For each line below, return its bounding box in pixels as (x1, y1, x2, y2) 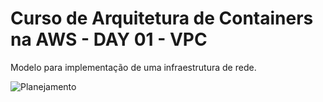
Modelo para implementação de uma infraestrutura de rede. (10, 61, 257, 73)
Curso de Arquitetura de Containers (10, 7, 314, 30)
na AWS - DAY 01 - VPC (10, 28, 208, 51)
